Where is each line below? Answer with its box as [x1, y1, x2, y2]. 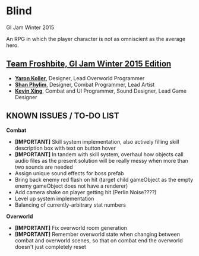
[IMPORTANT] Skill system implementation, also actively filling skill [14, 138, 179, 145]
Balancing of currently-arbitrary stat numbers [14, 201, 127, 208]
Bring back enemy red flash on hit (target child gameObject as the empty [14, 176, 194, 183]
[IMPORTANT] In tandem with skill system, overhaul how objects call [14, 150, 184, 158]
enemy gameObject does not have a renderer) [14, 182, 128, 189]
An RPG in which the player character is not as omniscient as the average [6, 35, 186, 42]
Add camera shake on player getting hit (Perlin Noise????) [14, 188, 157, 195]
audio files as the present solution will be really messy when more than [14, 157, 188, 164]
